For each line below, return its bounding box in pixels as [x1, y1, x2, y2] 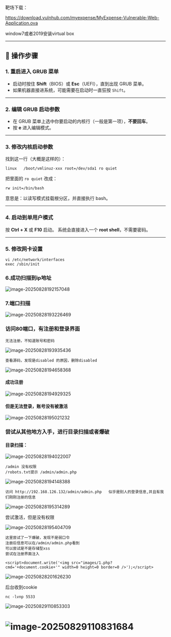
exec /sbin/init [5, 262, 40, 267]
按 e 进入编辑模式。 [12, 124, 54, 131]
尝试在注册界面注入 [5, 552, 40, 557]
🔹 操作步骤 [5, 51, 38, 60]
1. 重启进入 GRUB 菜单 [5, 68, 59, 75]
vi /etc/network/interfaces [5, 257, 65, 262]
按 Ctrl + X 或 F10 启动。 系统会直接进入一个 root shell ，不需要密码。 [5, 226, 151, 233]
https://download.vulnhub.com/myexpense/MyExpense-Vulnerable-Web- [5, 15, 159, 20]
